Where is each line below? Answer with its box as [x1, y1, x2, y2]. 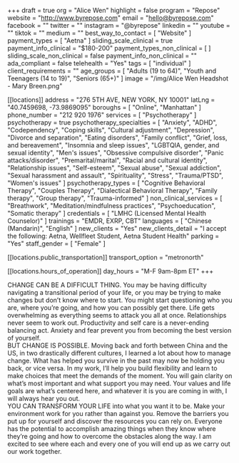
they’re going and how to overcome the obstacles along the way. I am [7, 432, 212, 440]
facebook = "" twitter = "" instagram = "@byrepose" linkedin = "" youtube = [7, 21, 230, 29]
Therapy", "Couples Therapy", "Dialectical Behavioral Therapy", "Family [7, 187, 218, 194]
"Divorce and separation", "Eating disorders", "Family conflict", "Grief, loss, [7, 133, 228, 142]
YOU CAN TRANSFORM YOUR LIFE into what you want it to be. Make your [7, 402, 225, 410]
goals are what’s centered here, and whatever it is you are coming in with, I [7, 387, 228, 395]
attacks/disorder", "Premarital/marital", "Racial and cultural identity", [7, 156, 208, 165]
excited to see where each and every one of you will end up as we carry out [7, 439, 230, 448]
